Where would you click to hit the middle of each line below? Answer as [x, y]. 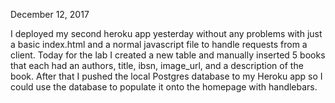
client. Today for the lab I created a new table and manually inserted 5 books [168, 55]
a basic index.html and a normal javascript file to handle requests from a [159, 44]
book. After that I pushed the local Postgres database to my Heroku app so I [166, 76]
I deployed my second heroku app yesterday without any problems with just [166, 33]
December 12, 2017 [50, 14]
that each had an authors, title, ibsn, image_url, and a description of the [157, 65]
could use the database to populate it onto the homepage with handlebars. [164, 87]
